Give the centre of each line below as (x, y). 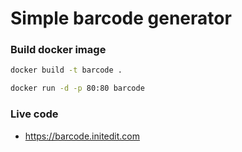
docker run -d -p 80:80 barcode (77, 88)
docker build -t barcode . (66, 70)
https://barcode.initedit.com (82, 136)
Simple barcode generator (121, 18)
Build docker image (58, 50)
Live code (34, 114)
